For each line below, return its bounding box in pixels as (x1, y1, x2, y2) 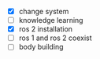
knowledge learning (18, 16, 83, 25)
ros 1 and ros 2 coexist (18, 33, 92, 42)
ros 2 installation (18, 24, 72, 34)
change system (18, 7, 69, 16)
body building (18, 42, 64, 52)
